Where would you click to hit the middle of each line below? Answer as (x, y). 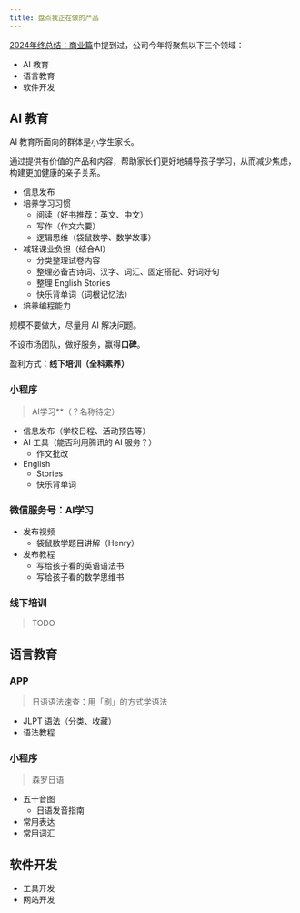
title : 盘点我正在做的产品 (55, 18)
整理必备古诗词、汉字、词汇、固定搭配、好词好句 (128, 272)
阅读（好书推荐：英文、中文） (92, 215)
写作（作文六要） (68, 226)
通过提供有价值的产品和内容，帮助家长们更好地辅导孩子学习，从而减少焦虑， (153, 161)
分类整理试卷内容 (68, 260)
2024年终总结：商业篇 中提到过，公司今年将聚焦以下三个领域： (127, 45)
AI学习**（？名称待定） (75, 411)
